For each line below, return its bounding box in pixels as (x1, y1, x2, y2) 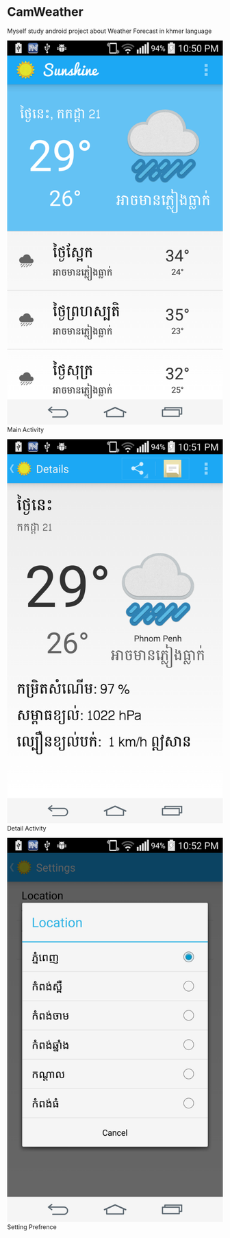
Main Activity (7, 425, 44, 433)
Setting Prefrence (7, 1222, 57, 1231)
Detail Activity (7, 824, 47, 832)
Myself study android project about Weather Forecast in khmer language (7, 27, 212, 35)
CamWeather (7, 4, 84, 20)
